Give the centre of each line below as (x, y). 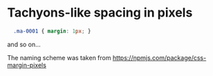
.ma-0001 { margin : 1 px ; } (52, 31)
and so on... (24, 44)
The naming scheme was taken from (59, 57)
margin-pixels (27, 65)
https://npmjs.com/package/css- (159, 57)
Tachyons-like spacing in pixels (100, 13)
